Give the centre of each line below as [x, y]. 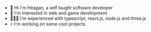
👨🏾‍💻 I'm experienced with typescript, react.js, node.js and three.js [78, 18]
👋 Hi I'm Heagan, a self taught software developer [61, 8]
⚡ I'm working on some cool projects [48, 24]
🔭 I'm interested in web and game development [58, 13]
